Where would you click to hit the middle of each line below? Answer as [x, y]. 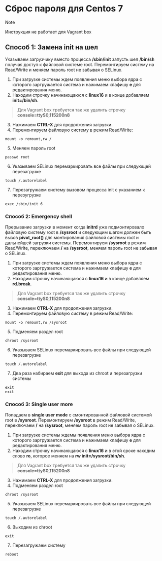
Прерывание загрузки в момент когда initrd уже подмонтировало [75, 227]
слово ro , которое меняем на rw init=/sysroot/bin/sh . [69, 456]
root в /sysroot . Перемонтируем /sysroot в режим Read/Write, [71, 420]
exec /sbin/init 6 [24, 204]
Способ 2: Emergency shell [39, 216]
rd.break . [22, 284]
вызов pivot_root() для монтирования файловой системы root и [72, 238]
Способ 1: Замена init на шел [52, 47]
